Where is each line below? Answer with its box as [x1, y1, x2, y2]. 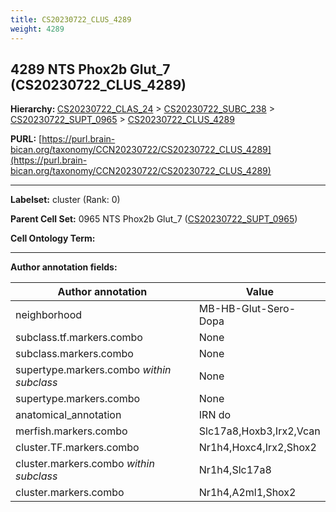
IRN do [198, 408, 232, 422]
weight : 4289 [10, 24, 65, 34]
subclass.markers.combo [15, 347, 134, 361]
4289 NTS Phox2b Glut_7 [10, 61, 171, 78]
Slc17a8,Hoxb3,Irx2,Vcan [198, 424, 321, 438]
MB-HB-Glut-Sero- [198, 302, 297, 316]
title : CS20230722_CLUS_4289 [10, 14, 132, 25]
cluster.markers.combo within [15, 457, 155, 471]
